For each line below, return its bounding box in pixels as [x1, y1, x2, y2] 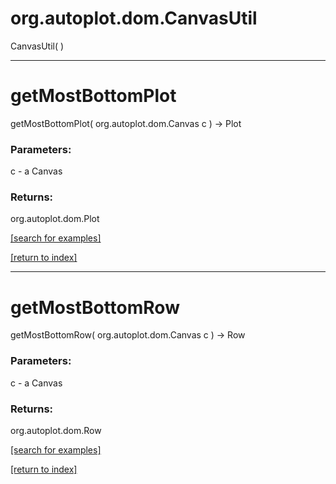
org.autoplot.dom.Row [10, 425, 102, 436]
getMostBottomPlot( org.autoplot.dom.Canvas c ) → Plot [10, 117, 242, 129]
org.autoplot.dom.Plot [10, 213, 100, 225]
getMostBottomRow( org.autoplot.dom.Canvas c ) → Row [10, 329, 246, 341]
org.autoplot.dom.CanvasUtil [10, 7, 258, 30]
